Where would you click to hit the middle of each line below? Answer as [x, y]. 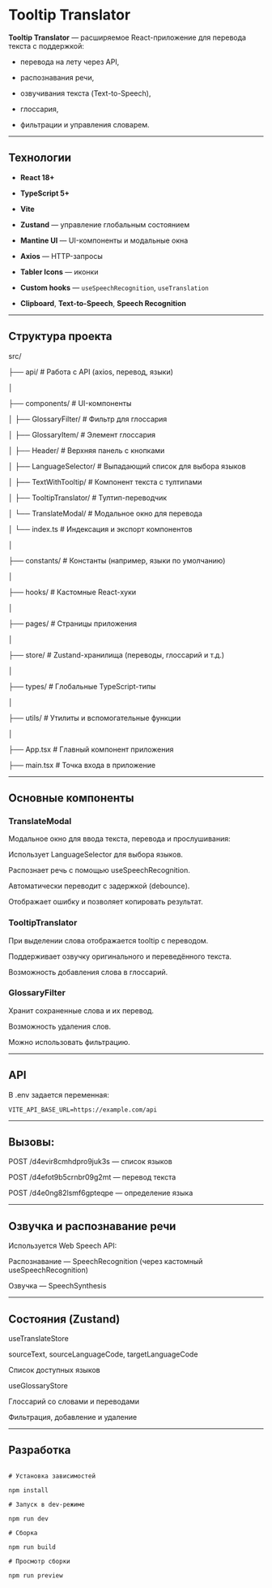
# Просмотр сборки [39, 1561]
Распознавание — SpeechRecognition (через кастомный [106, 1262]
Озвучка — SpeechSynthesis [57, 1286]
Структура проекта [60, 337]
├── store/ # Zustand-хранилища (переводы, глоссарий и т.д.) [117, 654]
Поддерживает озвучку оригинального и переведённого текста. [120, 956]
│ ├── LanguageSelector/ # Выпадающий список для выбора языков [127, 466]
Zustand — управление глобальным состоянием [105, 224]
